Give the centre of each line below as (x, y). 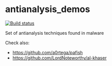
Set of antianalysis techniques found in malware (54, 33)
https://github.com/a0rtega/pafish (47, 52)
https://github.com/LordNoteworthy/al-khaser (59, 58)
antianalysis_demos (48, 9)
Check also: (17, 43)
